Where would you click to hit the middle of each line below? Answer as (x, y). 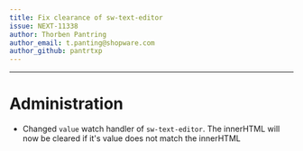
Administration (66, 104)
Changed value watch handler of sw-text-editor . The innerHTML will (151, 129)
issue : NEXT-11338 (44, 26)
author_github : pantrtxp (56, 51)
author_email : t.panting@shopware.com (82, 43)
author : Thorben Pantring (58, 34)
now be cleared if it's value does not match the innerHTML (131, 138)
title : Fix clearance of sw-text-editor (87, 18)
